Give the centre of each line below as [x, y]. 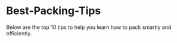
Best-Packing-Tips [54, 11]
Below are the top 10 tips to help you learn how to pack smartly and [89, 27]
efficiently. [19, 33]
